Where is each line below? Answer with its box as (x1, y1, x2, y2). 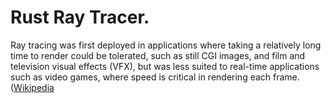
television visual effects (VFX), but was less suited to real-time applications (10, 60, 320, 72)
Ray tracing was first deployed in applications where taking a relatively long (10, 39, 322, 51)
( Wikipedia (10, 81, 55, 93)
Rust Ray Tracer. (10, 6, 150, 29)
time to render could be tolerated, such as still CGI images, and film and (10, 49, 306, 61)
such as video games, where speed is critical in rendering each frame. (10, 71, 300, 83)
